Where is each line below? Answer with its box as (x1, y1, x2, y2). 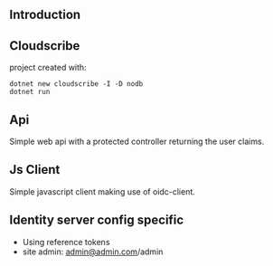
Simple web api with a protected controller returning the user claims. (9, 136, 265, 147)
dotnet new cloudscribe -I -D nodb (9, 80, 144, 89)
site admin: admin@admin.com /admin (22, 246, 164, 257)
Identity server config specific (9, 213, 184, 228)
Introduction (9, 7, 81, 23)
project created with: (9, 62, 88, 73)
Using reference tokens (22, 236, 110, 247)
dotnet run (9, 88, 51, 97)
